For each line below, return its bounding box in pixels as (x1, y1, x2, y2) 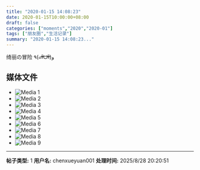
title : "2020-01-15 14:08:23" (6, 8, 82, 15)
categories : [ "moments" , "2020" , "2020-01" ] (6, 25, 113, 32)
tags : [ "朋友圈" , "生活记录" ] (6, 31, 73, 37)
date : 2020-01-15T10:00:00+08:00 (6, 14, 89, 20)
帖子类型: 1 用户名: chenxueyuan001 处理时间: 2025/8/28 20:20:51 (6, 157, 169, 164)
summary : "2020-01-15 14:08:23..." (6, 36, 95, 42)
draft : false (6, 20, 39, 26)
